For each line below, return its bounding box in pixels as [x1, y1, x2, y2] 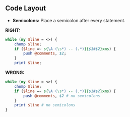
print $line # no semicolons [14, 103, 76, 108]
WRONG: [5, 70, 25, 76]
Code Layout [5, 4, 46, 13]
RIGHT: [5, 27, 21, 33]
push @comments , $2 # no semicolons [23, 93, 100, 98]
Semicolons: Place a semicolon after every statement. [12, 17, 126, 23]
